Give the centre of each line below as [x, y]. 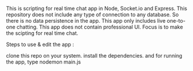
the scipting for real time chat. [42, 33]
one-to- [176, 21]
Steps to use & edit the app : [40, 44]
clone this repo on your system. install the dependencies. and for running [94, 56]
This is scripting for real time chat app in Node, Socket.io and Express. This [96, 8]
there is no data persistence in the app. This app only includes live [86, 21]
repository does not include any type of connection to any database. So [92, 15]
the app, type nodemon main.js [44, 62]
